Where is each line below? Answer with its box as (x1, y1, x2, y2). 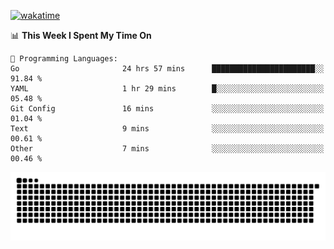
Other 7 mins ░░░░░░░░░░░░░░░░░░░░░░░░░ (10, 144, 325, 154)
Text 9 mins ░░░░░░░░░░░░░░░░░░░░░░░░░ (10, 124, 325, 134)
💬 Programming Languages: (10, 54, 118, 64)
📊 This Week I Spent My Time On (10, 30, 152, 41)
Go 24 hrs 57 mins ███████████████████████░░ (10, 64, 325, 74)
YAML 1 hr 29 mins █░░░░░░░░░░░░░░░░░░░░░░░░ (10, 84, 325, 94)
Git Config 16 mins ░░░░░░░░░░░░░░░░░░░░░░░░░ (10, 104, 325, 114)
